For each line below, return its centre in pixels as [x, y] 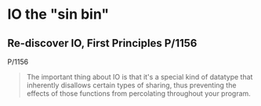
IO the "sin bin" [58, 14]
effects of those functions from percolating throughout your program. [139, 94]
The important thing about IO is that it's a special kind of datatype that [140, 77]
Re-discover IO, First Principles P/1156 [102, 43]
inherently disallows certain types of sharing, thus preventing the [131, 85]
